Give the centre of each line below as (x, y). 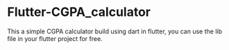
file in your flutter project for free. (55, 38)
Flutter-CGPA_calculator (79, 12)
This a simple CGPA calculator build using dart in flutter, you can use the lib (115, 31)
